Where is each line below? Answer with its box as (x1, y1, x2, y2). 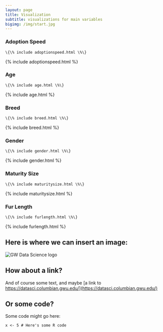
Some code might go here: (5, 313, 61, 319)
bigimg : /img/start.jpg (5, 21, 56, 27)
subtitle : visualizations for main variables (5, 17, 102, 22)
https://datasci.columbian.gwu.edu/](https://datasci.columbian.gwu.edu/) (5, 285, 158, 291)
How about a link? (5, 266, 63, 275)
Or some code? (5, 300, 54, 309)
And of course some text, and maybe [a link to (5, 279, 101, 286)
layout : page (5, 7, 33, 13)
